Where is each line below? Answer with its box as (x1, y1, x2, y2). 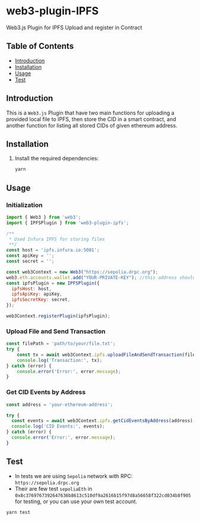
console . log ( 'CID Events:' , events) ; (11, 423, 105, 430)
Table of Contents (6, 41, 74, 51)
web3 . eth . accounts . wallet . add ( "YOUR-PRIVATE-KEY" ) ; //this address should (6, 274, 196, 281)
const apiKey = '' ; (6, 253, 55, 259)
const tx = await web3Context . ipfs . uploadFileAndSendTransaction (17, 352, 183, 358)
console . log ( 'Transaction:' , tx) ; (17, 357, 102, 363)
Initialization (6, 201, 43, 209)
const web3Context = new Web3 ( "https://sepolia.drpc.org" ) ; (6, 269, 159, 275)
